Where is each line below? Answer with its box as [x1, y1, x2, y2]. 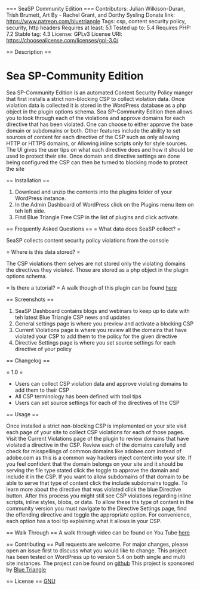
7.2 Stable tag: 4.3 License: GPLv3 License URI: [6, 30, 122, 38]
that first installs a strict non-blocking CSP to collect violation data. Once [6, 95, 185, 102]
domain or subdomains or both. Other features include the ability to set [6, 127, 181, 134]
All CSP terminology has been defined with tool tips [14, 392, 141, 400]
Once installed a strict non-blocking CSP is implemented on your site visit [6, 422, 187, 429]
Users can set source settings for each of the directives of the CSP [14, 399, 180, 406]
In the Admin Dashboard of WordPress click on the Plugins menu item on [14, 201, 194, 208]
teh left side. [14, 207, 46, 214]
